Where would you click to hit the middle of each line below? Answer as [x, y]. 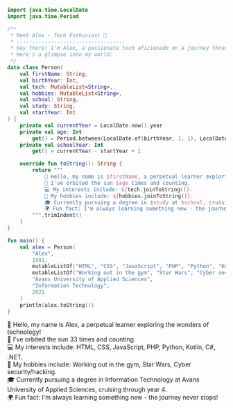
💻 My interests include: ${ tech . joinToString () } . [118, 189]
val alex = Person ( [48, 247]
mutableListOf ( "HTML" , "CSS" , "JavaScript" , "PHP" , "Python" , [124, 267]
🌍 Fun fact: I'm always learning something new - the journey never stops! [113, 398]
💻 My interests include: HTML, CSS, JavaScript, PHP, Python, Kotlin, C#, [112, 347]
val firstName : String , [54, 74]
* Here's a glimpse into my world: [61, 55]
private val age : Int [51, 132]
